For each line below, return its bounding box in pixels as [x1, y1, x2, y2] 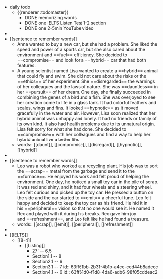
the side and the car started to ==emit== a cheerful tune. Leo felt [17, 195, 151, 201]
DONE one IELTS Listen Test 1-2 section [24, 20, 106, 26]
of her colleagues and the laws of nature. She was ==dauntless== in [17, 84, 158, 89]
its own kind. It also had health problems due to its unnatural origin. [17, 121, 155, 127]
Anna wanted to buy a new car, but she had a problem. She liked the [17, 41, 158, 47]
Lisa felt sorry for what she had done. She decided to [17, 126, 127, 132]
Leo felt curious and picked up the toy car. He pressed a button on [17, 189, 153, 195]
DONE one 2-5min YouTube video [24, 25, 94, 31]
